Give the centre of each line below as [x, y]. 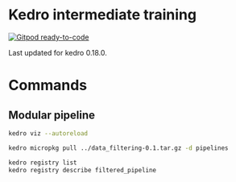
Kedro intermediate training [103, 15]
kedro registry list [43, 163]
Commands [48, 85]
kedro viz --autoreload [48, 133]
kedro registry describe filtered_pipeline [83, 170]
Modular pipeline [52, 115]
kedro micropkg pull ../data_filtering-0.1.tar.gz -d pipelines [118, 148]
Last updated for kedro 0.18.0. [58, 52]
